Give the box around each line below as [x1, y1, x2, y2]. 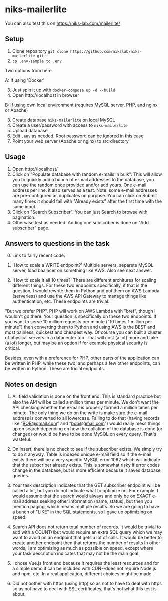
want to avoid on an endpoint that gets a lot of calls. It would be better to [12, 535, 162, 541]
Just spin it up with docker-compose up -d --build [12, 87, 116, 93]
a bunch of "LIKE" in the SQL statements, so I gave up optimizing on [12, 509, 153, 515]
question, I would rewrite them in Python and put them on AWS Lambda [12, 288, 160, 294]
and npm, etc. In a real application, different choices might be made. [12, 571, 153, 577]
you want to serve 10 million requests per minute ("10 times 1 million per [5, 319, 152, 325]
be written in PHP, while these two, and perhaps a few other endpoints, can [5, 360, 161, 366]
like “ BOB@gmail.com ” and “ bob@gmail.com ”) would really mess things [12, 420, 161, 427]
